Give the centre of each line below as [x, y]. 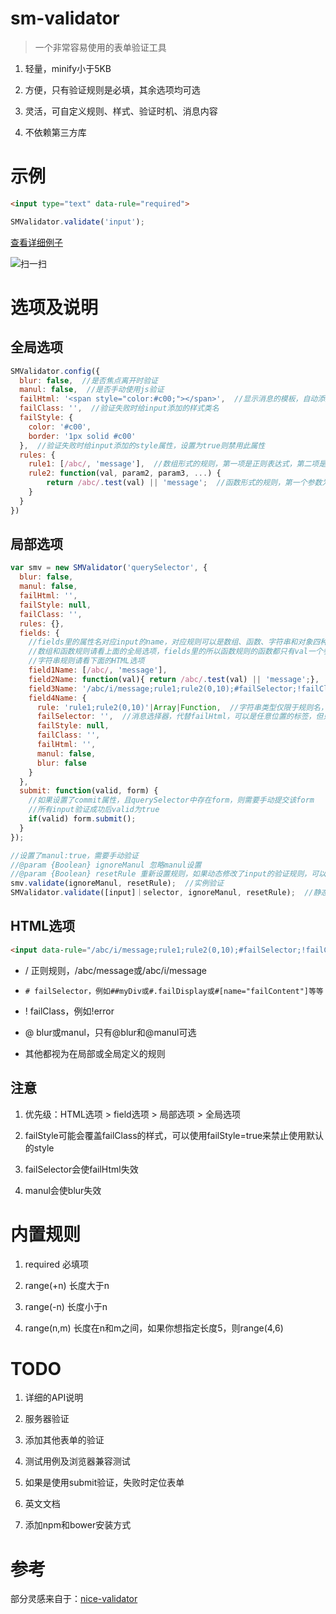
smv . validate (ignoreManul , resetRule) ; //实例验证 [117, 883]
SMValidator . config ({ [55, 371]
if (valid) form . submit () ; [82, 819]
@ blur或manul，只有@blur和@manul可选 [110, 1032]
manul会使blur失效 [63, 1190]
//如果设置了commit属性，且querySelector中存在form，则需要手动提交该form [171, 800]
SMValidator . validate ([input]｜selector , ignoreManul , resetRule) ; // [162, 893]
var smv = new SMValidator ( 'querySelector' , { [109, 568]
